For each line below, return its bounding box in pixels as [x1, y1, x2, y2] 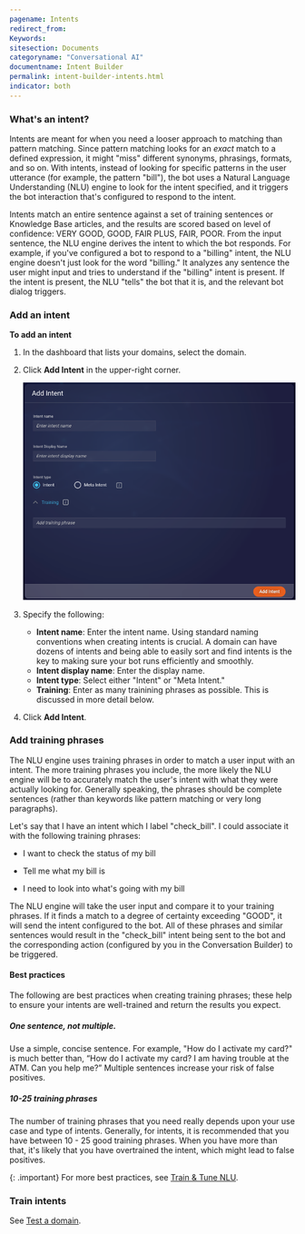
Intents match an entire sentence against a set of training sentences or [9, 209, 274, 220]
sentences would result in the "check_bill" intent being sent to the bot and [9, 929, 286, 940]
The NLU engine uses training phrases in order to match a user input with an [9, 755, 295, 765]
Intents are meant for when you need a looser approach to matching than [9, 133, 283, 144]
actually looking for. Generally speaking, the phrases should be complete [9, 784, 282, 795]
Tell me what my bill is [22, 865, 106, 876]
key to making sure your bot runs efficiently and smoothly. [35, 655, 254, 666]
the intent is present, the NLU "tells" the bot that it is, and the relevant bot [9, 277, 284, 288]
